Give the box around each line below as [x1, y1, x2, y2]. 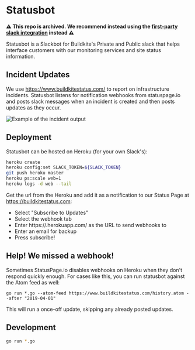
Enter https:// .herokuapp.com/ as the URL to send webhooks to [14, 221, 167, 228]
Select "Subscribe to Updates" [14, 209, 89, 216]
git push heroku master [6, 170, 64, 176]
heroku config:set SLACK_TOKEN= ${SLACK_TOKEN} [6, 164, 121, 170]
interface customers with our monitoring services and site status [6, 46, 162, 53]
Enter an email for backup [14, 228, 77, 235]
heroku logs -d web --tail [6, 181, 72, 187]
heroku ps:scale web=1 [6, 176, 61, 181]
